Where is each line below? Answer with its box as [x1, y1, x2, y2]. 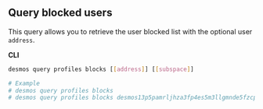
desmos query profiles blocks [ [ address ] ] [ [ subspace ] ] [8, 65, 194, 73]
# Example [8, 79, 41, 87]
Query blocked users [8, 6, 113, 19]
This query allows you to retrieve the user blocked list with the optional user [8, 26, 253, 36]
